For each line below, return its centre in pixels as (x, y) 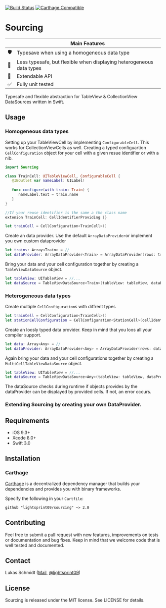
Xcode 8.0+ (24, 438)
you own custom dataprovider (36, 241)
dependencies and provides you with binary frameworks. (63, 489)
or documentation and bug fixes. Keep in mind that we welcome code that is (83, 540)
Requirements (27, 420)
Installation (23, 459)
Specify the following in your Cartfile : (44, 498)
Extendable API (34, 76)
